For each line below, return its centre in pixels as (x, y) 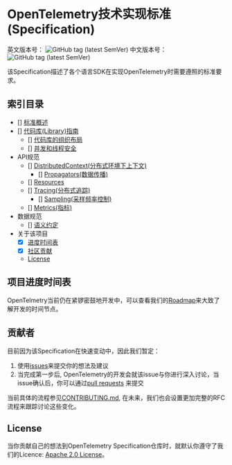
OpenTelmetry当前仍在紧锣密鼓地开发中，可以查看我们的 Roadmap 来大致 (111, 300)
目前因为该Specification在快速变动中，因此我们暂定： (84, 351)
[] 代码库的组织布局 (55, 139)
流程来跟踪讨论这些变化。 (44, 406)
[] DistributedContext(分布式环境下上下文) (87, 165)
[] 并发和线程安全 (52, 148)
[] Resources (46, 182)
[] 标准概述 (33, 122)
